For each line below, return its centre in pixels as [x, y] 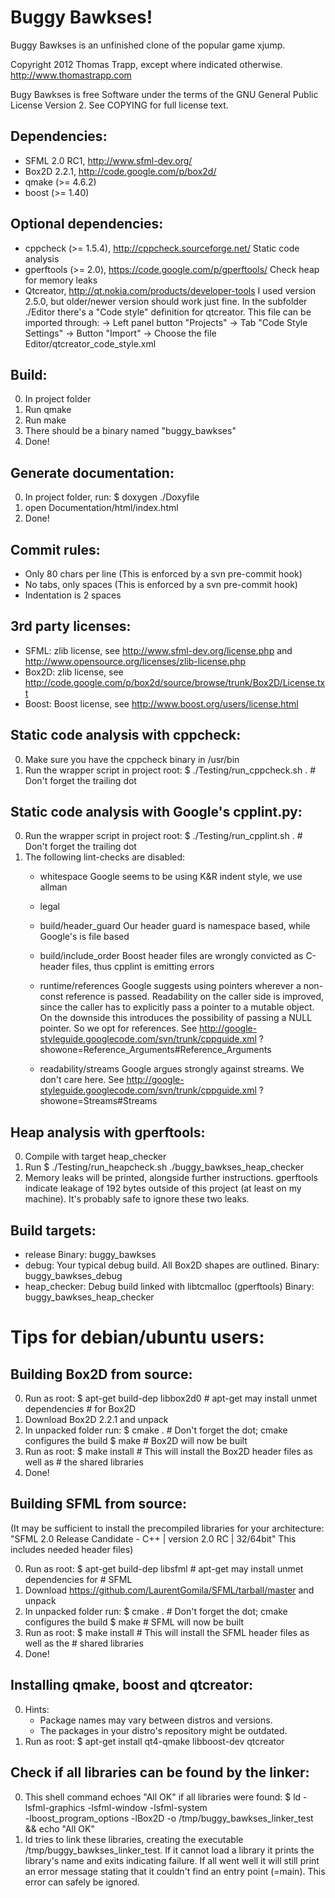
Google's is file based [84, 937]
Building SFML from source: [99, 1504]
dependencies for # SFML [78, 1579]
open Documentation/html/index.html [101, 508]
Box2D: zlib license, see [74, 672]
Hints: [37, 1709]
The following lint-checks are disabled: [105, 857]
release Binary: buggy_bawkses [90, 1255]
